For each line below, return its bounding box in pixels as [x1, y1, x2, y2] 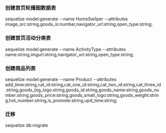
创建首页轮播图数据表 [5, 4, 56, 11]
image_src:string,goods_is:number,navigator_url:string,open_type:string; [5, 21, 153, 27]
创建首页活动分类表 [5, 35, 51, 42]
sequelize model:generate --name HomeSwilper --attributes [5, 16, 128, 22]
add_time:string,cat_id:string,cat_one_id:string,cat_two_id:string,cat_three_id [5, 81, 161, 87]
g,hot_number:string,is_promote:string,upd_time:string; [5, 97, 117, 103]
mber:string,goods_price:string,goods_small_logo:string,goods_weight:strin [5, 92, 159, 98]
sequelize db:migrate [5, 123, 49, 129]
